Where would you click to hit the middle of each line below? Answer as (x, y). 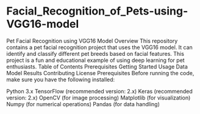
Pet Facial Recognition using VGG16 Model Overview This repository (92, 41)
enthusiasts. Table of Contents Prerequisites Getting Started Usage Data (97, 66)
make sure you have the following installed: (61, 79)
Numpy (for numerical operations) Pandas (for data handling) (83, 104)
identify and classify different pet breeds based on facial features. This (95, 53)
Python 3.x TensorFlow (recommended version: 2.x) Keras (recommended (100, 91)
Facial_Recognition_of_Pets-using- (97, 11)
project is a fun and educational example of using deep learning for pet (95, 60)
